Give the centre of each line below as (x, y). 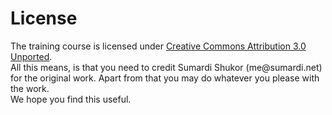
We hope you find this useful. (71, 99)
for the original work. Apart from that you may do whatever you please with (165, 78)
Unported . (31, 56)
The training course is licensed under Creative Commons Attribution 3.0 (158, 46)
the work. (30, 88)
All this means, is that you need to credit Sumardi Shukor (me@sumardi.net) (166, 67)
